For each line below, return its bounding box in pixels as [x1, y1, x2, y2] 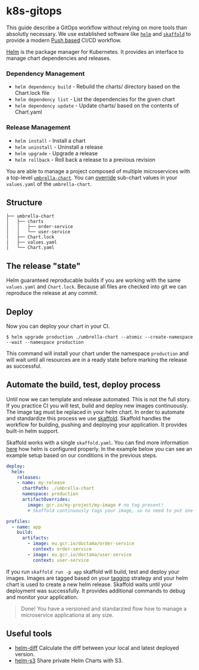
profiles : [6, 518, 31, 524]
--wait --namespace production [6, 339, 84, 345]
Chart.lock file [14, 90, 49, 97]
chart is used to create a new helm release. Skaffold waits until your [6, 580, 173, 588]
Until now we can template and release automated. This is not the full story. [6, 395, 191, 402]
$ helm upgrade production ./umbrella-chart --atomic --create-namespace [6, 334, 194, 340]
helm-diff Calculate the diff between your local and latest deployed [14, 644, 179, 651]
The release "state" [6, 261, 81, 271]
